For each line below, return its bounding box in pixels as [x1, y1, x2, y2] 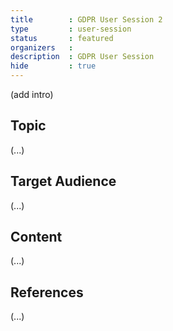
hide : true [10, 61, 97, 71]
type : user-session [10, 24, 132, 34]
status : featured [10, 33, 114, 43]
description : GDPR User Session [10, 52, 155, 62]
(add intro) [10, 89, 54, 100]
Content [10, 229, 63, 246]
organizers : [10, 42, 74, 53]
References [10, 284, 84, 301]
